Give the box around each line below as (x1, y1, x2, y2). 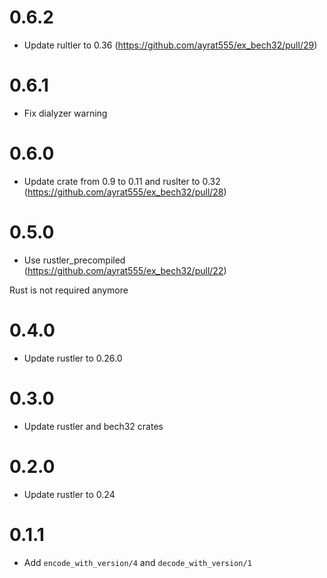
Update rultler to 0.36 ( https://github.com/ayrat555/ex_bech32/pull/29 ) (23, 39, 318, 51)
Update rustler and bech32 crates (23, 420, 164, 432)
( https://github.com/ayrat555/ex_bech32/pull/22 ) (23, 264, 227, 276)
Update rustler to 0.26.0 (23, 352, 123, 364)
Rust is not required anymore (9, 284, 129, 296)
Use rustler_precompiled (23, 254, 126, 266)
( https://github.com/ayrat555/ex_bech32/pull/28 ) (23, 186, 227, 198)
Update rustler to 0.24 (23, 488, 116, 500)
